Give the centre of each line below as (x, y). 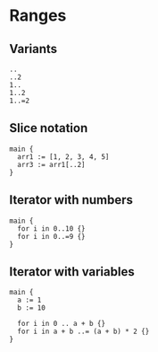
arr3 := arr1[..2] (52, 164)
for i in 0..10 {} (52, 229)
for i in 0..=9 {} (52, 236)
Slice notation (49, 128)
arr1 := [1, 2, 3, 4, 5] (63, 157)
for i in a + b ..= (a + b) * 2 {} (83, 332)
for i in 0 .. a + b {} (61, 324)
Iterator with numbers (71, 200)
